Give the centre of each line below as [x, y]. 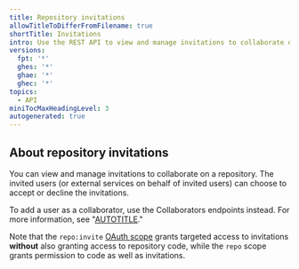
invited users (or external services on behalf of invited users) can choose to [148, 183]
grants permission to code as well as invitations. [97, 255]
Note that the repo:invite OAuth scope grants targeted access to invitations [149, 236]
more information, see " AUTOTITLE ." [77, 219]
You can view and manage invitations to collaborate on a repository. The [141, 173]
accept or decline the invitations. [69, 193]
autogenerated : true [48, 116]
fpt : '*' [33, 59]
